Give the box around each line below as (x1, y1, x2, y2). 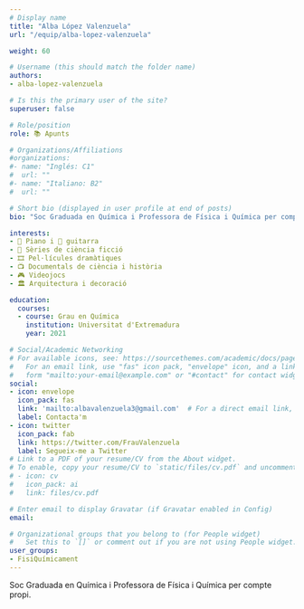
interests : (9, 228, 51, 238)
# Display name (9, 13, 67, 23)
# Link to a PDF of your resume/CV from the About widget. (9, 454, 237, 464)
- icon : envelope (9, 387, 75, 396)
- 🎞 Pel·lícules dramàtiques (9, 254, 122, 263)
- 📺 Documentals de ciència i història (9, 262, 163, 271)
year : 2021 (25, 329, 67, 338)
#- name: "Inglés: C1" (9, 162, 95, 172)
